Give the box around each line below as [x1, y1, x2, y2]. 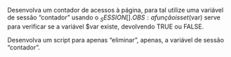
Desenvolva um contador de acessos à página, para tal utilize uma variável [7, 6, 224, 14]
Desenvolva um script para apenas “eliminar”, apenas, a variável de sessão [7, 35, 225, 44]
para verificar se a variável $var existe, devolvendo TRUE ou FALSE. [7, 22, 204, 31]
